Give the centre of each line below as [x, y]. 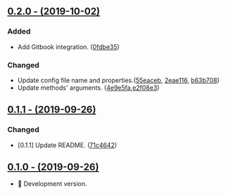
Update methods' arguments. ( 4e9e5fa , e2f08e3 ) [88, 88]
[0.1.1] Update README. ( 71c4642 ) [67, 145]
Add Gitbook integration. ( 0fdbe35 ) [68, 47]
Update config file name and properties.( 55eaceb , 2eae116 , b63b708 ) [118, 80]
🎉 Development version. [52, 184]
